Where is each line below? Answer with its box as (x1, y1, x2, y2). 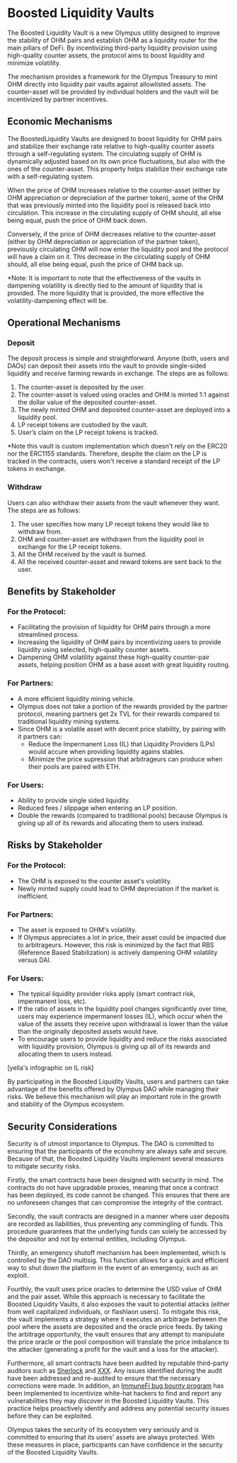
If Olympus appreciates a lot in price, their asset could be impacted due (17, 933, 226, 942)
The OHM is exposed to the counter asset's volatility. (17, 876, 172, 885)
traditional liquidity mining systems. (17, 717, 121, 725)
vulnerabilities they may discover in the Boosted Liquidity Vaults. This (7, 1396, 209, 1406)
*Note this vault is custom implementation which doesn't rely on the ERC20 (7, 442, 228, 451)
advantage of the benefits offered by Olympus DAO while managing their (7, 1085, 219, 1093)
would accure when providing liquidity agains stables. (28, 747, 185, 756)
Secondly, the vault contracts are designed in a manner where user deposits (7, 1212, 230, 1221)
